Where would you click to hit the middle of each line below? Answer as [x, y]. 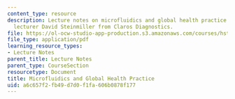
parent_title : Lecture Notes [50, 59]
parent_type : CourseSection [48, 66]
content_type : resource [42, 14]
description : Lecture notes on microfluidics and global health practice [117, 20]
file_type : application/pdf [48, 40]
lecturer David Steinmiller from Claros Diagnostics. [93, 26]
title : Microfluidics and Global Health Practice [81, 78]
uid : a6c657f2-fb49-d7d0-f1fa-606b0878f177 [72, 85]
